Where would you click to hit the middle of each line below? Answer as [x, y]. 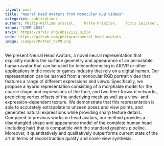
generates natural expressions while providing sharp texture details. [73, 112]
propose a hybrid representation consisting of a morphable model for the [79, 86]
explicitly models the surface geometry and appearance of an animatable [79, 60]
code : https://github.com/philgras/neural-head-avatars [63, 37]
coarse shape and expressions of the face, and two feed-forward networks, [82, 91]
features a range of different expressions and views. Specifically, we [74, 81]
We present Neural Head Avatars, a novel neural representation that [73, 55]
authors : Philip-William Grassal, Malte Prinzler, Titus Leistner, [82, 23]
